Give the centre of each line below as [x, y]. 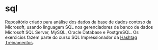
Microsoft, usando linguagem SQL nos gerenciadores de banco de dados [79, 27]
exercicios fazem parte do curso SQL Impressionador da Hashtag [71, 37]
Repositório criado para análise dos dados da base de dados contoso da [78, 22]
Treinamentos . [20, 42]
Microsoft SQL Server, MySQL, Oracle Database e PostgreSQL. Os [72, 32]
